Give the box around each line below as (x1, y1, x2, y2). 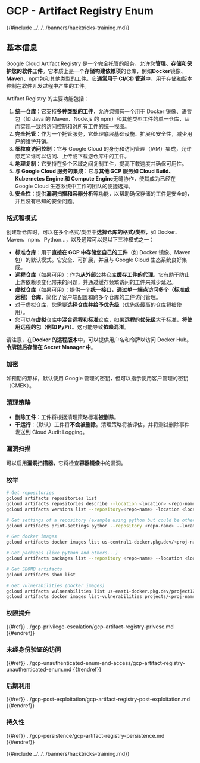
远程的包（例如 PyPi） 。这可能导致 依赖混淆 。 (20, 323, 130, 331)
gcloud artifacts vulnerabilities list (6, 588, 105, 594)
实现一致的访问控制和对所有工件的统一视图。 (20, 123, 130, 130)
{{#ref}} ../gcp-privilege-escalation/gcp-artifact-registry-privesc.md (6, 623, 174, 630)
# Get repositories (6, 490, 55, 496)
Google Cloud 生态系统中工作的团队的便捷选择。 (14, 182, 134, 190)
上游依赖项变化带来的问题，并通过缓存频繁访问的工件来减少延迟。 (14, 279, 177, 286)
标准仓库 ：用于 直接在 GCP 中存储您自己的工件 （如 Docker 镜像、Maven (14, 249, 191, 256)
